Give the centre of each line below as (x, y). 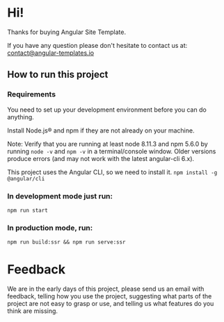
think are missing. (32, 311)
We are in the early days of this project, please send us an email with (106, 289)
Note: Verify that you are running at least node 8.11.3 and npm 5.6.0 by (108, 144)
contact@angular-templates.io (51, 53)
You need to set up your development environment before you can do (107, 110)
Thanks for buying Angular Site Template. (67, 32)
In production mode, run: (50, 228)
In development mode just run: (60, 196)
